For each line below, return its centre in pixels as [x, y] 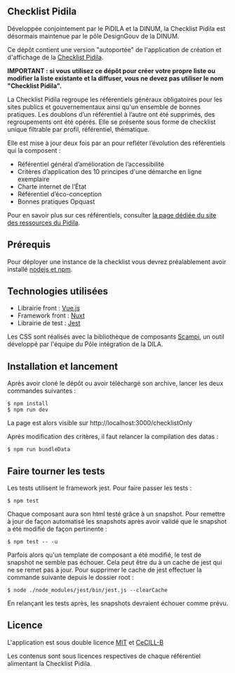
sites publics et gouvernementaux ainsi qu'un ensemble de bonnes [104, 107]
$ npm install [28, 404]
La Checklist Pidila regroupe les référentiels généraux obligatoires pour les [115, 99]
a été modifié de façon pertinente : [57, 529]
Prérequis [29, 245]
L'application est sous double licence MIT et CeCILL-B [85, 642]
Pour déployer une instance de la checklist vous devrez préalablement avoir [117, 262]
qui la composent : [34, 150]
